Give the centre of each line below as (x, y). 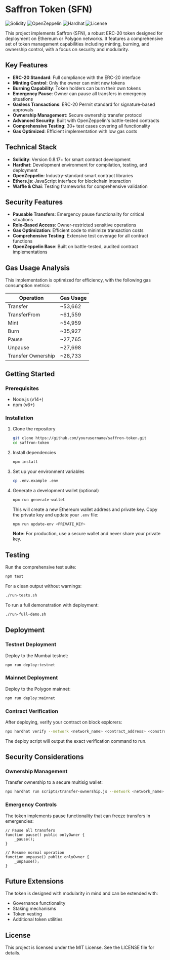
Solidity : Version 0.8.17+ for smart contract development (72, 159)
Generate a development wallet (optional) (56, 490)
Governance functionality (39, 903)
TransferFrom (24, 315)
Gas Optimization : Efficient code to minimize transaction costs (78, 230)
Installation (19, 418)
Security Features (34, 202)
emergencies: (19, 821)
